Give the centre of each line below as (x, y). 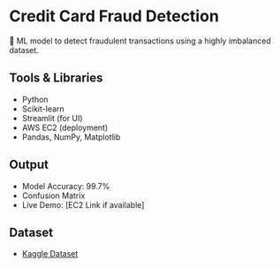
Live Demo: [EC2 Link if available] (83, 204)
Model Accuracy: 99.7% (66, 186)
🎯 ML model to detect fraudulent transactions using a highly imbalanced (140, 41)
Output (29, 165)
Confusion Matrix (53, 195)
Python (35, 99)
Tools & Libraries (56, 78)
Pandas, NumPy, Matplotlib (71, 137)
